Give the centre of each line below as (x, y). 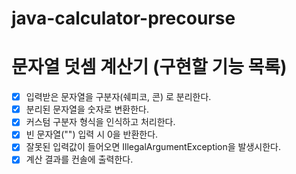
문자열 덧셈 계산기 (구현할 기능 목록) (149, 67)
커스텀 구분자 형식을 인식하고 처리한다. (100, 122)
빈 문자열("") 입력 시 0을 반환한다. (92, 134)
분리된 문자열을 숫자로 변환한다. (87, 109)
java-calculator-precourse (123, 18)
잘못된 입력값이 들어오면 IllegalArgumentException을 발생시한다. (153, 147)
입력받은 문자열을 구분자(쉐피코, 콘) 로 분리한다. (118, 97)
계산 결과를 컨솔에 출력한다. (79, 159)
